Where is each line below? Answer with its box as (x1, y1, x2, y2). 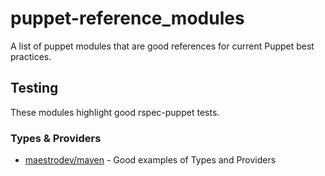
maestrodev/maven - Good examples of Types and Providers (24, 154, 277, 166)
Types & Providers (10, 131, 102, 145)
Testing (10, 80, 59, 97)
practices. (10, 50, 52, 62)
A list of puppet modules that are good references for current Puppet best (10, 40, 315, 52)
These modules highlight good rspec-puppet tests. (10, 106, 220, 118)
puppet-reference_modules (10, 7, 245, 30)
